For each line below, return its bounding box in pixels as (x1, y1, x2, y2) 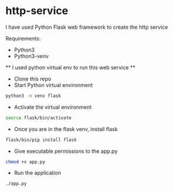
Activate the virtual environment (14, 103, 92, 110)
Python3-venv (14, 52, 49, 59)
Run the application (14, 169, 61, 177)
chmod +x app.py (5, 159, 45, 165)
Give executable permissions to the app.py (14, 147, 118, 154)
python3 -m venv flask (5, 93, 61, 99)
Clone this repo (14, 75, 51, 82)
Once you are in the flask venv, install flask (14, 125, 118, 133)
